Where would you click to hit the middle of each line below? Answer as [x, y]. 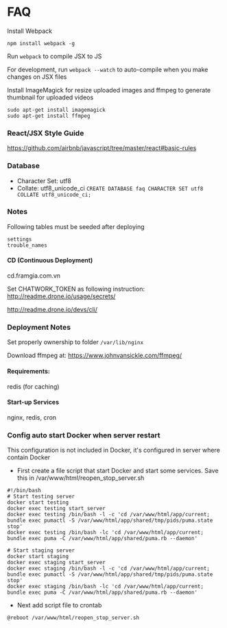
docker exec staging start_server [57, 563]
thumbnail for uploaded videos [50, 97]
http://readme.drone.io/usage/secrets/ [61, 296]
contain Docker [29, 457]
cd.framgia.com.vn [34, 276]
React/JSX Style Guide [46, 133]
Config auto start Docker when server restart [84, 435]
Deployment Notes [39, 327]
